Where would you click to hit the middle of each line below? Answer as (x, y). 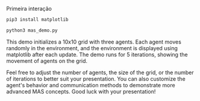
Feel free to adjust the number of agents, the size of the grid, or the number (100, 72)
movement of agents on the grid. (47, 61)
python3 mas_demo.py (32, 30)
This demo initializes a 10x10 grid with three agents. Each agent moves (94, 42)
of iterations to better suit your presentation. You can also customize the (96, 79)
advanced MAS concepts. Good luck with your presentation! (81, 91)
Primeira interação (29, 9)
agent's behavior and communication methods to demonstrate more (91, 85)
